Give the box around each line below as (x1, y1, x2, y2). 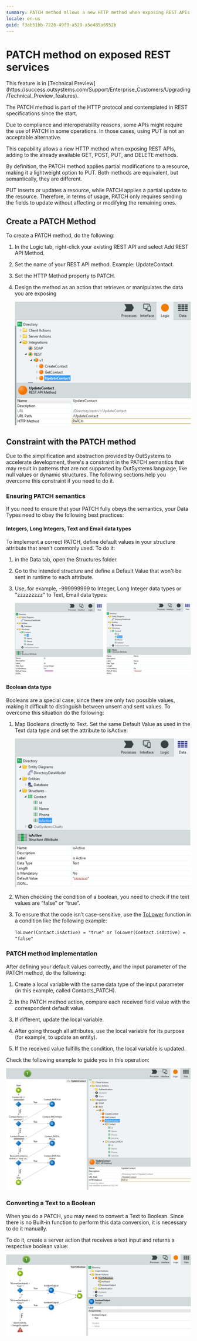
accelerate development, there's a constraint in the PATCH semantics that (6, 459, 185, 466)
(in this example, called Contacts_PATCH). (14, 986, 117, 994)
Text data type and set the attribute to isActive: (14, 727, 128, 734)
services (6, 61, 50, 73)
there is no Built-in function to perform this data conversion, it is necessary (6, 1219, 187, 1226)
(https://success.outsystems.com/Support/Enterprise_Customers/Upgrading (6, 86, 191, 93)
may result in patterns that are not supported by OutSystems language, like (6, 465, 188, 472)
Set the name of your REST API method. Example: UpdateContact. (14, 261, 175, 268)
